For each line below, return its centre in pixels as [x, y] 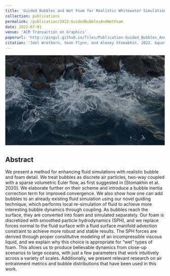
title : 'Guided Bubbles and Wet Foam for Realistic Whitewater [73, 11]
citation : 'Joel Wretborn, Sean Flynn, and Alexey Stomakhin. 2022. [79, 43]
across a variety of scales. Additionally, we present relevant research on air [84, 258]
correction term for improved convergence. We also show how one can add [84, 194]
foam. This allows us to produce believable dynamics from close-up [76, 248]
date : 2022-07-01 [24, 27]
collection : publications [32, 16]
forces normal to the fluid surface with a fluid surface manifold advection [81, 226]
